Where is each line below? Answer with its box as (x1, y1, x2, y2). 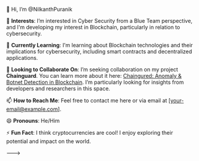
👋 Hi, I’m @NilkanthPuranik (6, 6, 73, 13)
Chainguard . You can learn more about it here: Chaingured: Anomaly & (6, 72, 182, 79)
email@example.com (6, 105, 58, 113)
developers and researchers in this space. (6, 85, 111, 92)
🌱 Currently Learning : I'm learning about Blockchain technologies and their (6, 42, 194, 48)
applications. (6, 54, 38, 61)
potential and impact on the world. (6, 138, 91, 145)
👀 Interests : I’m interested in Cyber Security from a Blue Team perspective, (6, 17, 193, 24)
